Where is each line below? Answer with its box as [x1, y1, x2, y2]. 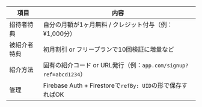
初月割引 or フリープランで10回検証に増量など [43, 45, 174, 53]
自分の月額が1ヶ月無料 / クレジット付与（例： [43, 20, 173, 29]
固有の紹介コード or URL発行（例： [43, 61, 142, 69]
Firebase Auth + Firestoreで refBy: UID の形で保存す [43, 81, 188, 90]
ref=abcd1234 [43, 72, 81, 78]
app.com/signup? [142, 63, 189, 69]
